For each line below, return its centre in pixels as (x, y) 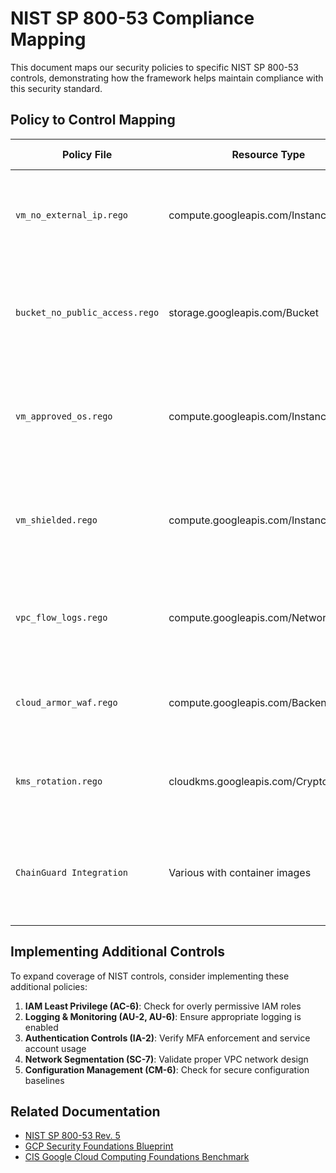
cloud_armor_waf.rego (66, 702)
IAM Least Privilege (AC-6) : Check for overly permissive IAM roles (163, 1006)
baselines (44, 1080)
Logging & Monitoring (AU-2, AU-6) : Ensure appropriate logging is (163, 1016)
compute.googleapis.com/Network (250, 617)
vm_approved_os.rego (64, 416)
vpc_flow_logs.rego (61, 617)
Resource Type (268, 154)
